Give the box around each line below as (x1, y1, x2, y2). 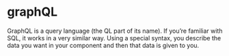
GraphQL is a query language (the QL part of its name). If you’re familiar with (7, 27, 223, 35)
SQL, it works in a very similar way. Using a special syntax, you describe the (7, 33, 221, 42)
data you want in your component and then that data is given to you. (7, 41, 200, 49)
